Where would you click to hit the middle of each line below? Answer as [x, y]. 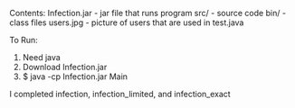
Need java [41, 57]
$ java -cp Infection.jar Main [75, 76]
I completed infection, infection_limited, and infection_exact [120, 94]
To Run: [24, 40]
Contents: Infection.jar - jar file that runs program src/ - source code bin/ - [148, 13]
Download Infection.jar [65, 67]
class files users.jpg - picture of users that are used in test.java [127, 22]
